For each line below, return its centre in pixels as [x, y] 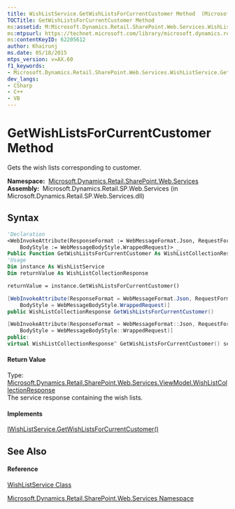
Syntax [23, 218]
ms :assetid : [24, 27]
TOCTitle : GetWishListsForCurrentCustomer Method [81, 20]
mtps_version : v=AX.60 [40, 60]
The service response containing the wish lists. [75, 398]
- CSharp [20, 86]
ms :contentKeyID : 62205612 [47, 40]
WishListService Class [40, 484]
